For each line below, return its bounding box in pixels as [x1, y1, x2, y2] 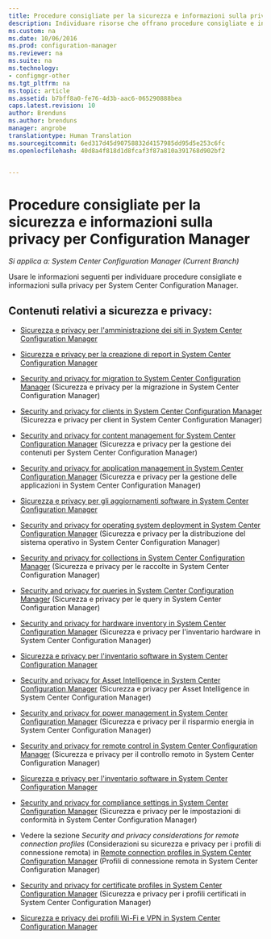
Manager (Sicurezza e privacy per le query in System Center [19, 594, 222, 605]
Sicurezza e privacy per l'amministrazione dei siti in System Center [19, 326, 243, 335]
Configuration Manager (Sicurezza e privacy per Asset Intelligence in [19, 684, 250, 694]
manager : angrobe [8, 124, 67, 132]
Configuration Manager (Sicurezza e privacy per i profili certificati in [19, 889, 247, 899]
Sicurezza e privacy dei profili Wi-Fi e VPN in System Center [19, 913, 221, 923]
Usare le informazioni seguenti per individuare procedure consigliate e [8, 272, 242, 282]
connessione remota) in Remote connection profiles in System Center [19, 848, 252, 858]
